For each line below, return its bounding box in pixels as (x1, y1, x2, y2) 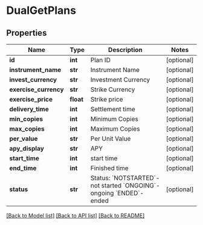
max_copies (9, 125, 45, 133)
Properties (6, 28, 47, 38)
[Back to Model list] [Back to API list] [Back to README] (6, 212, 145, 219)
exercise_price (9, 95, 53, 103)
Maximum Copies (90, 125, 140, 133)
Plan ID (90, 56, 111, 64)
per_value (9, 134, 38, 143)
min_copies (9, 115, 43, 123)
